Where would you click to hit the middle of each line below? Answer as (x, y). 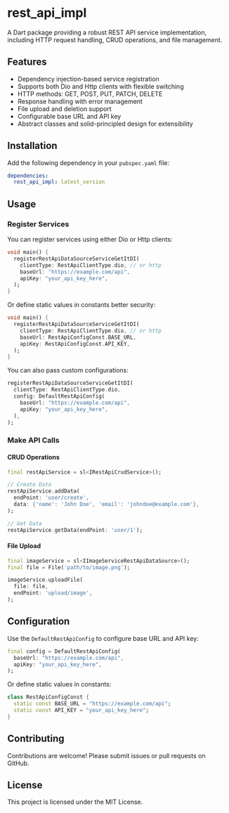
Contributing (36, 739)
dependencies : (28, 176)
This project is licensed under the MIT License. (75, 802)
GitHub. (18, 763)
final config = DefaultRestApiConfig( (64, 651)
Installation (32, 146)
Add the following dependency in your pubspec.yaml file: (89, 162)
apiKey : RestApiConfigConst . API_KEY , (75, 344)
